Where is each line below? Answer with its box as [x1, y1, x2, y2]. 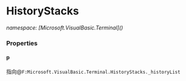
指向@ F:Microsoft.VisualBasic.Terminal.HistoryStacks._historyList [6, 68, 181, 76]
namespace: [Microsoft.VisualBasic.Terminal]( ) [6, 24, 124, 31]
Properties [6, 39, 38, 47]
